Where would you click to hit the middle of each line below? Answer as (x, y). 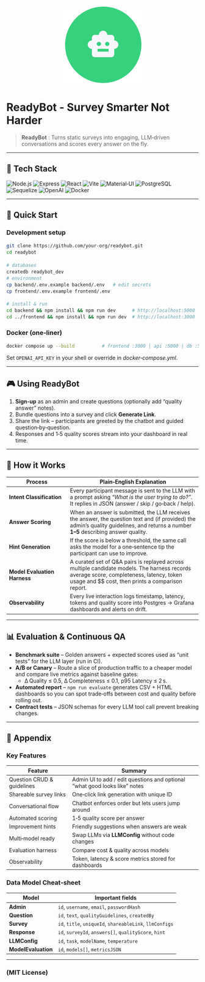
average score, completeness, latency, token (126, 575)
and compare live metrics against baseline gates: (77, 674)
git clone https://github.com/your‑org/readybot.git (75, 246)
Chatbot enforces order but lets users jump (126, 803)
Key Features (27, 755)
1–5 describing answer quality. (109, 531)
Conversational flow (34, 806)
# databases (21, 266)
